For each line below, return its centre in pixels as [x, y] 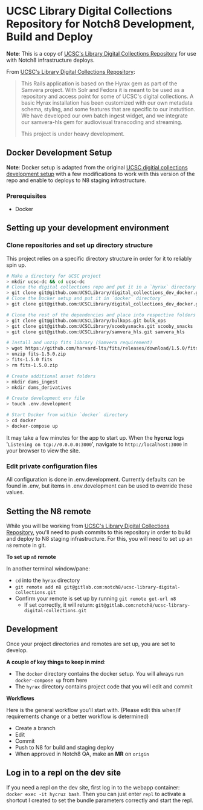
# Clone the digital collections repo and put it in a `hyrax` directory [101, 287]
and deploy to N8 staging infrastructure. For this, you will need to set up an [99, 538]
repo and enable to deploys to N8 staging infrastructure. [76, 180]
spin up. [16, 265]
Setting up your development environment [88, 228]
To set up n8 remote [31, 557]
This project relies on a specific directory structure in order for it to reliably [99, 258]
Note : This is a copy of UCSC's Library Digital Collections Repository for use [101, 53]
